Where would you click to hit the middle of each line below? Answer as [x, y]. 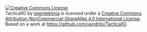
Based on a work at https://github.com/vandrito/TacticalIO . [66, 24]
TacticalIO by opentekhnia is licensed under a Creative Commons [73, 13]
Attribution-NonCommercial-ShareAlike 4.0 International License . [73, 19]
